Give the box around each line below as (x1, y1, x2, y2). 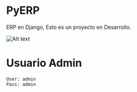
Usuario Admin (6, 57, 82, 70)
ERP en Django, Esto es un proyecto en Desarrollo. (6, 23, 132, 31)
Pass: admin (6, 81, 36, 87)
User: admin (6, 76, 36, 82)
